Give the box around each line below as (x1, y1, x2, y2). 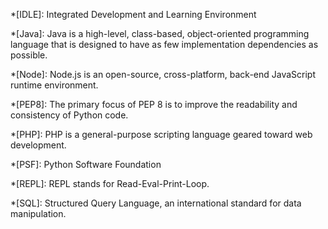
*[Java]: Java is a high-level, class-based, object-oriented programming (10, 28, 310, 39)
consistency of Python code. (10, 109, 129, 121)
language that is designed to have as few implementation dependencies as (10, 39, 319, 50)
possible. (10, 49, 48, 61)
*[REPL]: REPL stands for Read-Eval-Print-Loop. (10, 178, 210, 189)
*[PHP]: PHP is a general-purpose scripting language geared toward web (10, 129, 313, 140)
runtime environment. (10, 79, 99, 91)
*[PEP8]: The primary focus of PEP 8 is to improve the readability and (10, 99, 298, 110)
